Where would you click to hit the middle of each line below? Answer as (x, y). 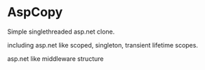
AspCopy (35, 12)
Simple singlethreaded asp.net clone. (61, 31)
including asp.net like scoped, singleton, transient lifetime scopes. (103, 45)
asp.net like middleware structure (55, 58)
